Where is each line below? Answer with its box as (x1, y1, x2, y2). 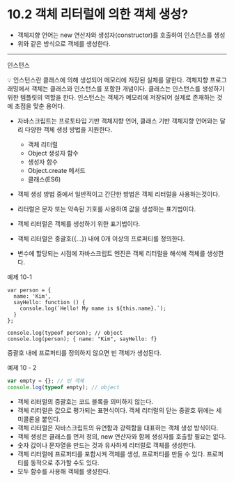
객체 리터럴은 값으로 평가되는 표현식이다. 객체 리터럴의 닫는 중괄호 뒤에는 (17, 406, 214, 414)
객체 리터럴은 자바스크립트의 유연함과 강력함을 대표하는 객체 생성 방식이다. (17, 423, 219, 432)
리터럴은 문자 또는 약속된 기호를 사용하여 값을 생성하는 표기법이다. (17, 204, 196, 213)
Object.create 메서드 (27, 166, 86, 174)
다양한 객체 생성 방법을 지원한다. (24, 125, 113, 133)
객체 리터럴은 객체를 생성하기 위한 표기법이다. (17, 219, 141, 227)
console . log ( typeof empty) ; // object (7, 384, 120, 391)
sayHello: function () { (13, 299, 86, 306)
